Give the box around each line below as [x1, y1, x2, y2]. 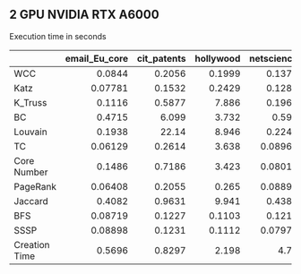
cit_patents [136, 52, 186, 64]
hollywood [194, 52, 241, 64]
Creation [13, 238, 51, 251]
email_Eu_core [64, 52, 128, 64]
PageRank [13, 180, 56, 193]
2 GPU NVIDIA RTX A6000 [9, 7, 159, 22]
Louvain [13, 125, 47, 138]
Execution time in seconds [9, 30, 107, 41]
